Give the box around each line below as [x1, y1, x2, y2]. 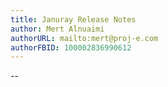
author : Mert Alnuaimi [10, 24, 105, 34]
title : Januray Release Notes [10, 14, 137, 25]
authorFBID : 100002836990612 [10, 42, 132, 53]
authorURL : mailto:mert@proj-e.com [10, 33, 159, 43]
